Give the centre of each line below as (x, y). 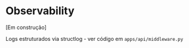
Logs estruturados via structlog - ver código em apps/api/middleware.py (94, 39)
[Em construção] (26, 27)
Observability (40, 11)
